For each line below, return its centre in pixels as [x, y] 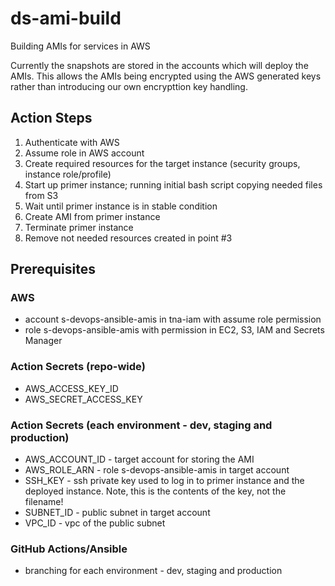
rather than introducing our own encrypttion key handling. [129, 86]
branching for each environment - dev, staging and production [153, 571]
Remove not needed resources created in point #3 [128, 238]
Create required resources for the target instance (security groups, [162, 163]
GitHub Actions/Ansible [69, 549]
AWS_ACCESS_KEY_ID [71, 388]
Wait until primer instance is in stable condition [121, 206]
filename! [44, 502]
